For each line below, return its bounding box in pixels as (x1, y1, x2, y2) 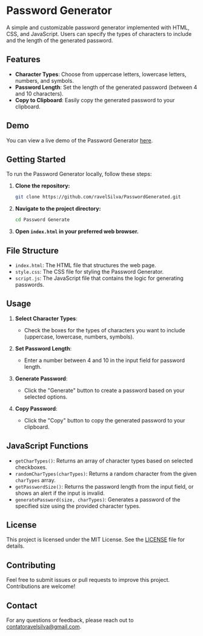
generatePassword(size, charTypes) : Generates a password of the (15, 495, 181, 503)
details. (6, 542, 25, 550)
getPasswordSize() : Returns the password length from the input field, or (15, 483, 194, 490)
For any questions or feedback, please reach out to (6, 617, 134, 624)
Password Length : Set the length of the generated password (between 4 (15, 83, 198, 91)
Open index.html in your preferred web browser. (15, 228, 139, 235)
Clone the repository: (15, 182, 70, 189)
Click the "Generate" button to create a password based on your (24, 386, 185, 394)
